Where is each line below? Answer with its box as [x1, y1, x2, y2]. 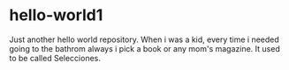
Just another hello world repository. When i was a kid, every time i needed [9, 34, 280, 45]
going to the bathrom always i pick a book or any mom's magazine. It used [9, 43, 280, 53]
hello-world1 [9, 5, 103, 25]
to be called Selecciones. [9, 52, 102, 63]
